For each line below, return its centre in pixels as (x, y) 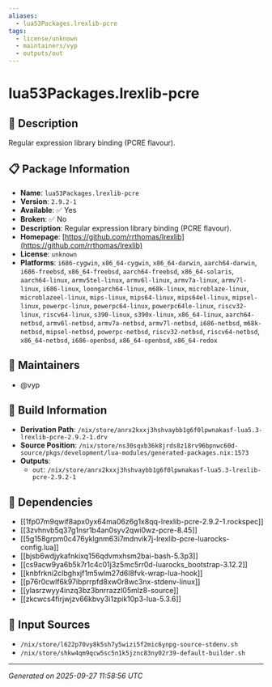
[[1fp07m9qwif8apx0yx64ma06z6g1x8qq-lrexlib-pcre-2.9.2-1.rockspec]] (142, 522)
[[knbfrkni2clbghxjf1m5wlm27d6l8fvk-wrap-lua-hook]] (111, 573)
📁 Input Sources (49, 624)
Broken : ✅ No (43, 218)
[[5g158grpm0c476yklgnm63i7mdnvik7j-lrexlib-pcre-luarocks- (125, 539)
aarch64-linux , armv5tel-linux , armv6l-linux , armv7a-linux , (120, 279)
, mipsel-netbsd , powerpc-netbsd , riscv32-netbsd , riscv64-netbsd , (151, 331)
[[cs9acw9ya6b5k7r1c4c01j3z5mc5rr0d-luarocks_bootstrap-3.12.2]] (134, 565)
